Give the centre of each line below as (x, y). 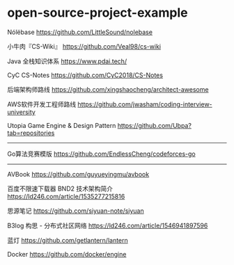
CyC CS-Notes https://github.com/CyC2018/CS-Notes (85, 75)
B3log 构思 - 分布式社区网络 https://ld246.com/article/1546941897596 (108, 225)
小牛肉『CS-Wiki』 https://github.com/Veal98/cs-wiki (84, 46)
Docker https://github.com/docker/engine (67, 254)
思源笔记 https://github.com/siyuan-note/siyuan (76, 211)
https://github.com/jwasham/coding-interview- (145, 104)
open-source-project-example (97, 13)
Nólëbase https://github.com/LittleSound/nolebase (80, 32)
